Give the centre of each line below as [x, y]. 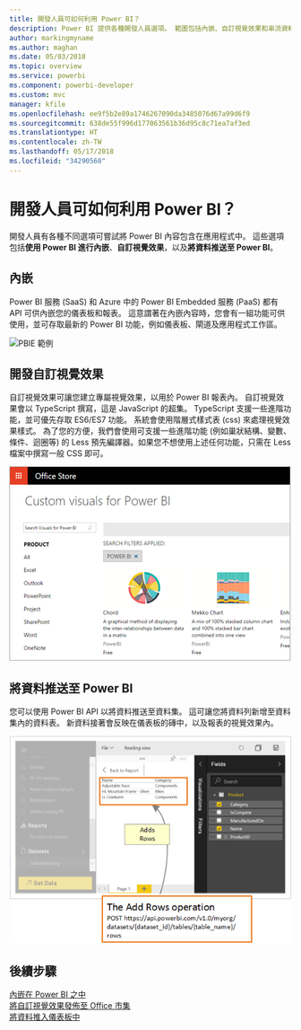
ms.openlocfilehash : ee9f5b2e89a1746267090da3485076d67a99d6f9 [130, 114]
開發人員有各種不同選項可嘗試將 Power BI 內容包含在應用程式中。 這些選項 [147, 236]
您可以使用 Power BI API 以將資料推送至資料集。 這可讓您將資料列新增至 [142, 712]
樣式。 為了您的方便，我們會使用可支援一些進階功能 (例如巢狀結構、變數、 [154, 431]
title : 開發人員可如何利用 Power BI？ [75, 19]
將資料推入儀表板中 [45, 1017]
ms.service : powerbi [48, 76]
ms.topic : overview [46, 66]
